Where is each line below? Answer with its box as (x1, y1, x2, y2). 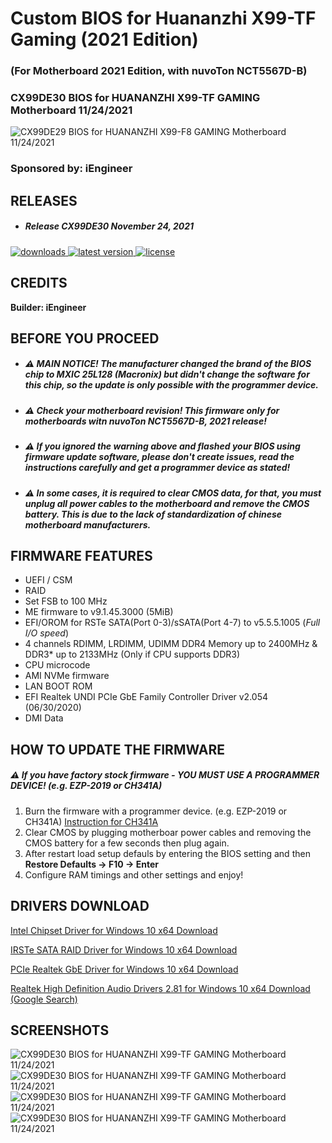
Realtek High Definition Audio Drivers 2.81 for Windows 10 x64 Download (10, 982, 311, 994)
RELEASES (10, 192, 78, 209)
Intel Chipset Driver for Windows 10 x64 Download (10, 924, 218, 936)
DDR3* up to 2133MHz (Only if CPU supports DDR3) (24, 648, 241, 661)
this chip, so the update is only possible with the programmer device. (24, 379, 320, 391)
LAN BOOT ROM (24, 680, 93, 692)
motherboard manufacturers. (24, 518, 152, 531)
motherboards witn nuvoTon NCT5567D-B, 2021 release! (24, 415, 267, 427)
